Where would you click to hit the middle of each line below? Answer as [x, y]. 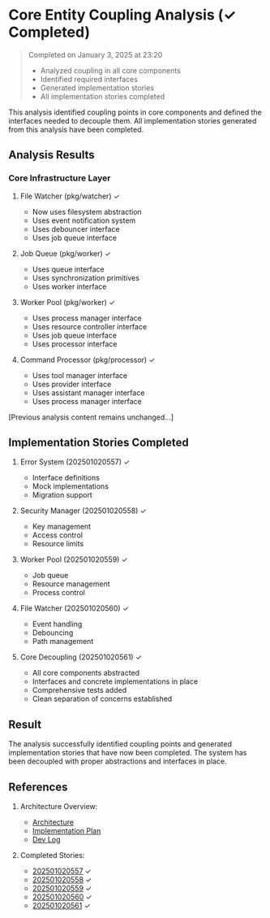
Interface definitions [66, 478]
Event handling [57, 624]
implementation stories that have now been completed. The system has [128, 753]
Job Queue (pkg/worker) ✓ [66, 253]
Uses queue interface [69, 269]
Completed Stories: [52, 855]
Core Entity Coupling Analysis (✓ [122, 15]
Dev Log [46, 840]
